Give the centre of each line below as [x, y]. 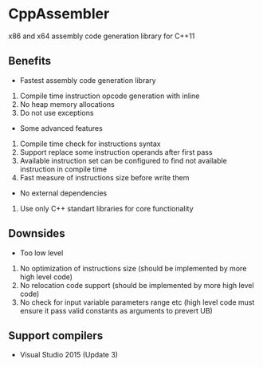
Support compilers [56, 335]
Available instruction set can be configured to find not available [123, 160]
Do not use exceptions [57, 112]
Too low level [41, 253]
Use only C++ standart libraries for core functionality [106, 208]
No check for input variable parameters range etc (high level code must [137, 302]
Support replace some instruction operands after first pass [116, 152]
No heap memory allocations [67, 104]
